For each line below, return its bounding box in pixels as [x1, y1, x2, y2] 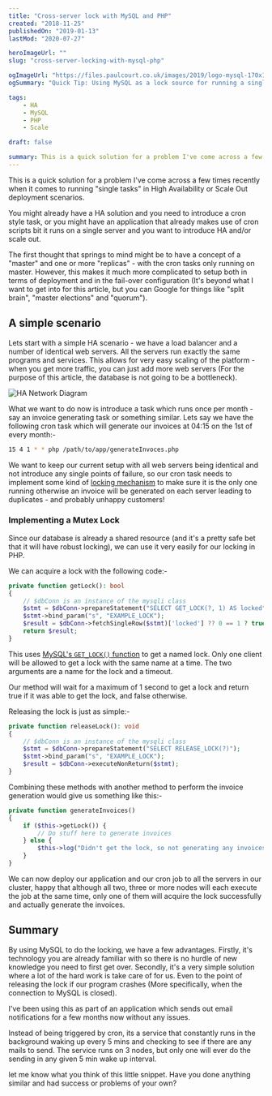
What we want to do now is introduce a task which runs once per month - [8, 403, 253, 414]
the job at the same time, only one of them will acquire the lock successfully [8, 891, 261, 900]
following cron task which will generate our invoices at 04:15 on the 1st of [8, 421, 253, 431]
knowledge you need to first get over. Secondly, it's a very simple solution [8, 962, 255, 972]
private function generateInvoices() [8, 806, 136, 814]
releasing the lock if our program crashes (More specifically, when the [8, 979, 243, 989]
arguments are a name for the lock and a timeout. [8, 666, 173, 676]
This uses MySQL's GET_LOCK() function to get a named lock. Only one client [8, 649, 262, 659]
